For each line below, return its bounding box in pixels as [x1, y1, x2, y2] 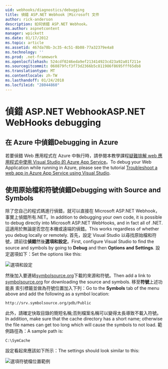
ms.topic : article [5, 40, 44, 45]
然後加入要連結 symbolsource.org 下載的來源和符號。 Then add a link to [5, 273, 151, 279]
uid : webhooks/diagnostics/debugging [5, 7, 85, 13]
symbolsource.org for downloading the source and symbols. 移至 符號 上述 [5, 279, 158, 285]
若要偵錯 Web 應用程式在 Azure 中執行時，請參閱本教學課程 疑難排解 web [5, 152, 157, 159]
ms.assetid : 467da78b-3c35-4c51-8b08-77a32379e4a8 [5, 45, 114, 50]
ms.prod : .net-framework [5, 54, 58, 60]
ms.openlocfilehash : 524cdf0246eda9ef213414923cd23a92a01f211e [5, 59, 141, 64]
